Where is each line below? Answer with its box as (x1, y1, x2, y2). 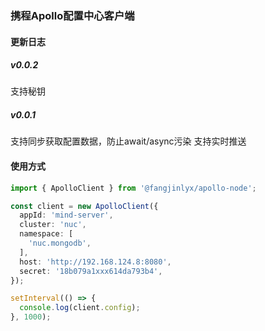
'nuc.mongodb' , (28, 238, 92, 249)
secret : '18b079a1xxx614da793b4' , (19, 266, 163, 276)
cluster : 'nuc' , (19, 220, 87, 230)
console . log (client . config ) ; (19, 303, 141, 313)
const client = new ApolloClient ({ (10, 201, 159, 211)
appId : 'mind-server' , (19, 210, 114, 221)
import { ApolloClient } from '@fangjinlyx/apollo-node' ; (10, 183, 257, 193)
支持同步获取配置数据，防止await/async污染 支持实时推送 (10, 135, 247, 147)
